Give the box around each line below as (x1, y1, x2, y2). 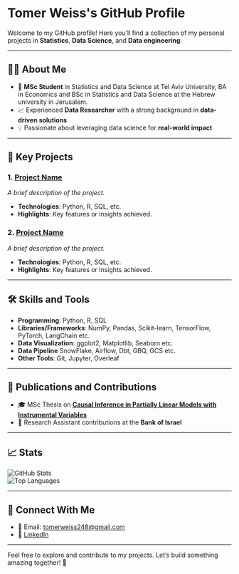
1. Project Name (7, 172, 63, 182)
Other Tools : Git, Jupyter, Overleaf (17, 354, 119, 362)
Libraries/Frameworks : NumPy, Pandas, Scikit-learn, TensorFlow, (17, 323, 211, 332)
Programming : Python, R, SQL (17, 315, 107, 325)
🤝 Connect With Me (7, 503, 95, 516)
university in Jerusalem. (17, 98, 88, 106)
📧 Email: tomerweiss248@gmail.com (17, 522, 126, 531)
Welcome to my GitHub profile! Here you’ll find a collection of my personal (7, 28, 225, 37)
